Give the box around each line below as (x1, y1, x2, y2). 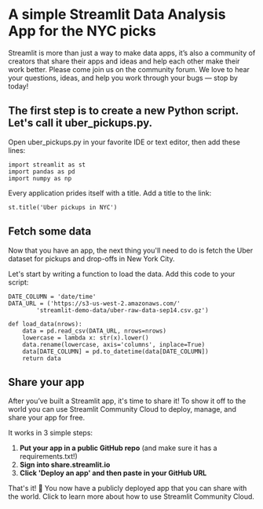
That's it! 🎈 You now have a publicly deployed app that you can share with (8, 484, 247, 493)
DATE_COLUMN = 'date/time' (8, 293, 97, 300)
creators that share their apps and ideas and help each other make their (8, 56, 240, 66)
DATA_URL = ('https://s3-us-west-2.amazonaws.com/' (8, 300, 181, 307)
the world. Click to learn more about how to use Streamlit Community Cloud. (8, 492, 255, 501)
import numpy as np (8, 174, 72, 182)
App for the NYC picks (8, 22, 157, 40)
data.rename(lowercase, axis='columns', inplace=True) (22, 340, 206, 348)
